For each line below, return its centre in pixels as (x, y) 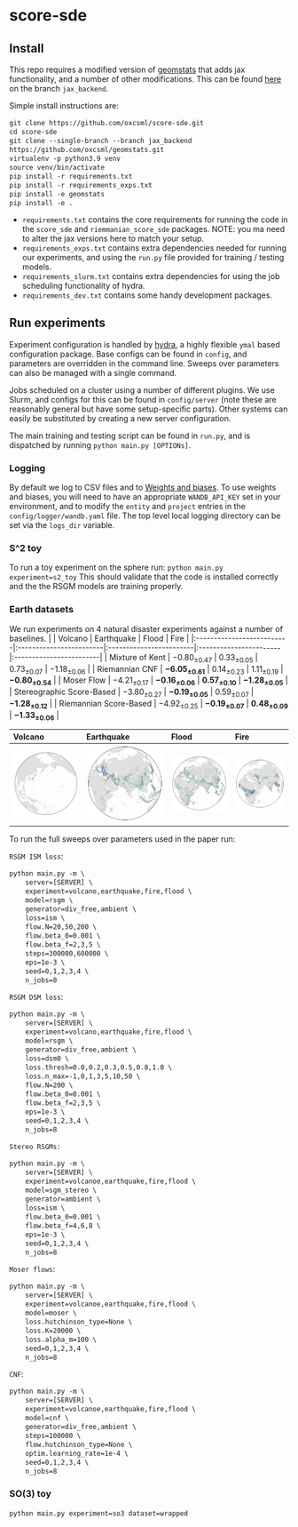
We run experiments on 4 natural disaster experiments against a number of (146, 628)
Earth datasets (41, 610)
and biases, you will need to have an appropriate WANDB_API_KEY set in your (145, 497)
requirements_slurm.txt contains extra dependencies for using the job (151, 276)
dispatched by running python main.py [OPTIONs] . (100, 444)
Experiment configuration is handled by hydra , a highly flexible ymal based (145, 344)
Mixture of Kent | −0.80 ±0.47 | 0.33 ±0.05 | (184, 658)
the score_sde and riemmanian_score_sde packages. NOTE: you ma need (153, 229)
